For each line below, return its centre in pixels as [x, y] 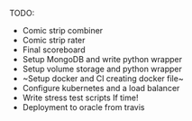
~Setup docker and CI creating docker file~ [103, 79]
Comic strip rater [54, 40]
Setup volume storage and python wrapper [102, 69]
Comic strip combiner [63, 30]
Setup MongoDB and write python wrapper [102, 59]
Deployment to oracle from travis [83, 107]
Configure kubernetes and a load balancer [101, 88]
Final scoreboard [54, 50]
